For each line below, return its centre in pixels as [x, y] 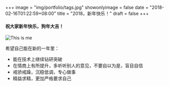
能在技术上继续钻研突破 [37, 59]
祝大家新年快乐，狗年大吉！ [35, 26]
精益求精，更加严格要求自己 [42, 78]
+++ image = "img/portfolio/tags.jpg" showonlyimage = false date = [77, 7]
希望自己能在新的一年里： [32, 49]
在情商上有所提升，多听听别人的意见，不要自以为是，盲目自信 [78, 66]
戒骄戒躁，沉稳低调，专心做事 [44, 72]
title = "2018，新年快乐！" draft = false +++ [103, 13]
